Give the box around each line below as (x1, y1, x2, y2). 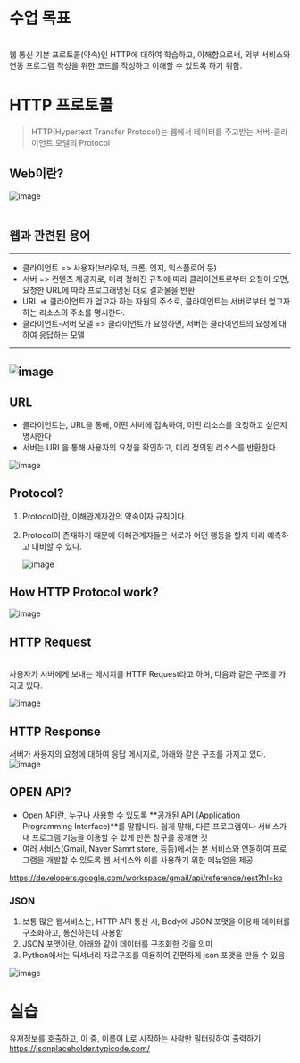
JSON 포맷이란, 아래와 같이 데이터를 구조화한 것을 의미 (21, 939, 213, 949)
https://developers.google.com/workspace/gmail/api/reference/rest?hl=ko (9, 872, 283, 883)
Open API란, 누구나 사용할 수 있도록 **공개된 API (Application (21, 810, 241, 820)
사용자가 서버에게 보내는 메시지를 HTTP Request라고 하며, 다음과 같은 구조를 (9, 669, 277, 680)
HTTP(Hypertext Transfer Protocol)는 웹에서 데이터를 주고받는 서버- (30, 126, 274, 137)
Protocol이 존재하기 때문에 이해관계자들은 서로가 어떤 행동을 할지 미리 (21, 529, 266, 540)
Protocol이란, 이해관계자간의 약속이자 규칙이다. (21, 510, 187, 521)
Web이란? (9, 167, 64, 182)
